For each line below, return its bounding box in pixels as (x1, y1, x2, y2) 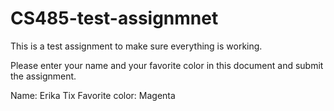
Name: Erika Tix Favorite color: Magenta (10, 89, 176, 101)
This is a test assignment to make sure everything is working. (10, 40, 263, 52)
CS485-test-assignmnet (10, 7, 219, 30)
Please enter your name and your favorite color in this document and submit (10, 59, 324, 71)
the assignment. (10, 70, 77, 82)
